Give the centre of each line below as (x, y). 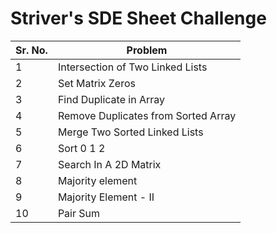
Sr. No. (31, 50)
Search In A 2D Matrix (109, 164)
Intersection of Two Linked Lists (132, 67)
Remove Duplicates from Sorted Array (147, 115)
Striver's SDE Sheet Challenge (138, 18)
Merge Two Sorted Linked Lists (130, 132)
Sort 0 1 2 (81, 148)
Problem (147, 50)
